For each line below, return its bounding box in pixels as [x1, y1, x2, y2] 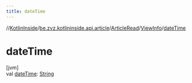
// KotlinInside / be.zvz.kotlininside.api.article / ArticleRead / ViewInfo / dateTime [6, 24, 186, 31]
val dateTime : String [6, 70, 54, 77]
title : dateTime [6, 8, 46, 15]
